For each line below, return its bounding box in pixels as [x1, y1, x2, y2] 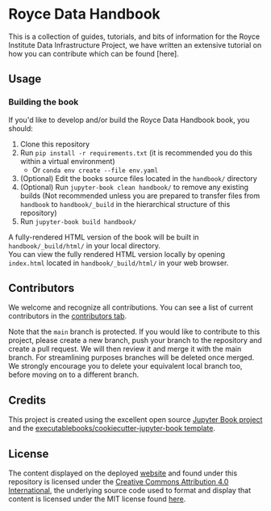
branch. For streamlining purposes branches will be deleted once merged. [8, 353, 255, 362]
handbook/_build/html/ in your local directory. [8, 240, 161, 251]
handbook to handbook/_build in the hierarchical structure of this [19, 199, 231, 209]
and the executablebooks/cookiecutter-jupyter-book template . [8, 424, 216, 433]
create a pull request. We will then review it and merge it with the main [8, 344, 242, 354]
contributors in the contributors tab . [8, 311, 127, 321]
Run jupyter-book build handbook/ [19, 216, 137, 226]
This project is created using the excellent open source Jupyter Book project [8, 415, 263, 424]
